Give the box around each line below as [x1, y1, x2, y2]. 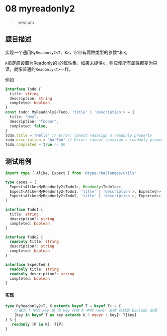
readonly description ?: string [9, 271, 75, 276]
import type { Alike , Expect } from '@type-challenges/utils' [5, 170, 137, 176]
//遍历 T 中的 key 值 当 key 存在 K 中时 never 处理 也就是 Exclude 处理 [14, 308, 158, 313]
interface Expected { [5, 262, 50, 267]
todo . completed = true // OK [5, 142, 66, 147]
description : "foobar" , [9, 119, 59, 124]
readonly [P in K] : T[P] [11, 322, 64, 327]
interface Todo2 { [5, 234, 43, 239]
